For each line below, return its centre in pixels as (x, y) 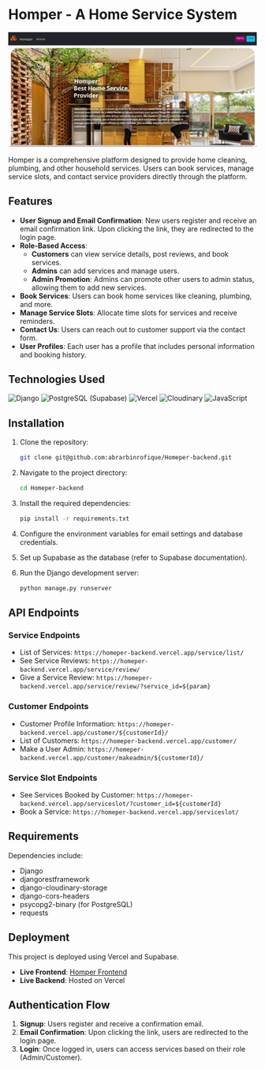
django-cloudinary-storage (63, 887)
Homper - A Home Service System (123, 15)
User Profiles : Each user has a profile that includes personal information (137, 346)
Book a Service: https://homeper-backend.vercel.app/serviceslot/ (129, 812)
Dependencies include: (46, 855)
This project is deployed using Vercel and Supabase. (94, 956)
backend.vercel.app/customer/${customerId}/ (94, 733)
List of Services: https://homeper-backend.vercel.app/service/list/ (132, 652)
